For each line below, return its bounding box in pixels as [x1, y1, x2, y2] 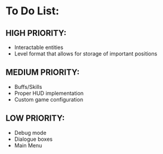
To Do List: [5, 4, 60, 18]
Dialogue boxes [14, 135, 53, 143]
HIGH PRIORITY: [5, 28, 67, 38]
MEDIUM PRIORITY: [5, 67, 80, 78]
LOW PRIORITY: [5, 113, 65, 124]
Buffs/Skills [14, 83, 42, 90]
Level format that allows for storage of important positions [14, 50, 158, 57]
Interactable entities [14, 44, 64, 51]
